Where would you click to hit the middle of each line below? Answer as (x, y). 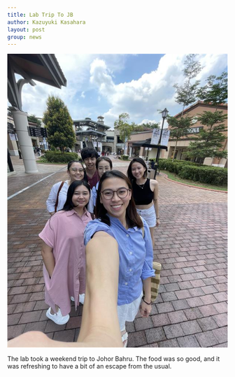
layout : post (26, 29)
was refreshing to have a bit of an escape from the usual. (90, 367)
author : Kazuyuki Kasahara (47, 22)
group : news (24, 37)
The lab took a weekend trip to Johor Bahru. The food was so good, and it (114, 359)
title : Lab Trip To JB (40, 15)
